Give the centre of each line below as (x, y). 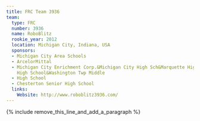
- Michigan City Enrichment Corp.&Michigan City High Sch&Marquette (98, 67)
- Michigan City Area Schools (49, 56)
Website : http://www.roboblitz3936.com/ (68, 95)
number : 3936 (28, 28)
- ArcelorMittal (32, 61)
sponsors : (24, 51)
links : (20, 89)
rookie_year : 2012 (35, 39)
